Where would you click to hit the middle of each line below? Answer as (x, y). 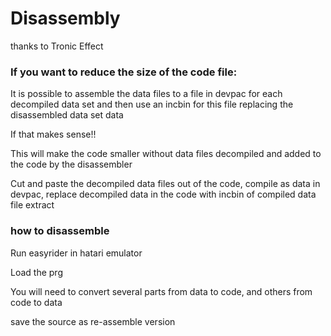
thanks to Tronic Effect (57, 46)
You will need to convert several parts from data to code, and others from (161, 291)
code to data (36, 302)
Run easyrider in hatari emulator (76, 253)
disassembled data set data (67, 115)
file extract (32, 205)
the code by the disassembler (71, 164)
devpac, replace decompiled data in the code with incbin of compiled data (163, 194)
